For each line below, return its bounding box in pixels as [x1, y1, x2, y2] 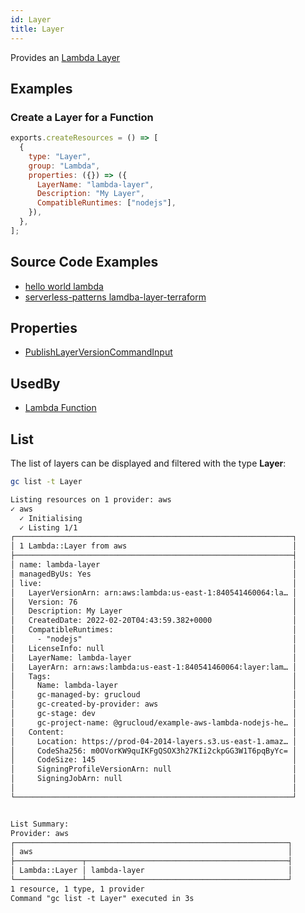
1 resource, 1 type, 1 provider [10, 884, 145, 894]
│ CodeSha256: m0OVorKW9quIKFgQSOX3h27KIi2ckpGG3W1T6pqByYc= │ [10, 746, 298, 756]
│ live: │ [10, 578, 298, 588]
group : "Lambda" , [28, 161, 101, 171]
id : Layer [10, 14, 52, 25]
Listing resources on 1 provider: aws [10, 494, 172, 505]
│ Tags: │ [10, 671, 298, 681]
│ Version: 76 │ [10, 597, 298, 607]
